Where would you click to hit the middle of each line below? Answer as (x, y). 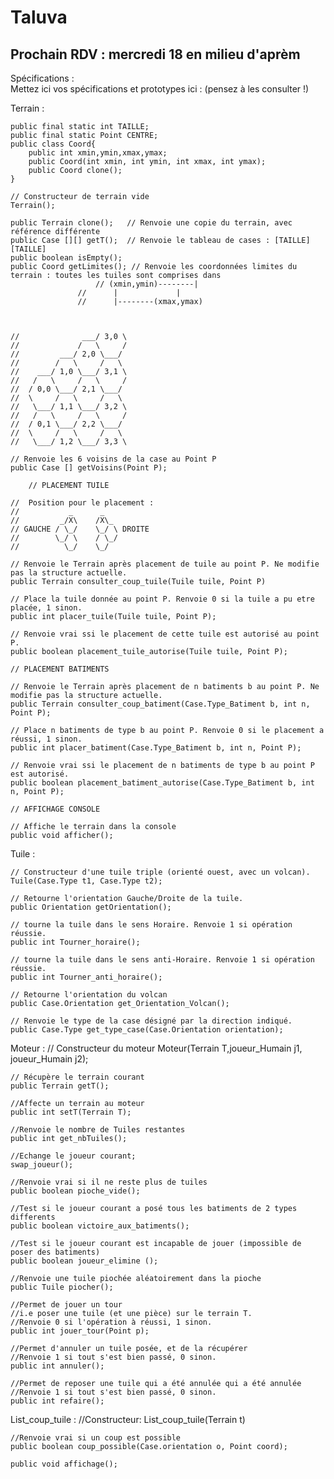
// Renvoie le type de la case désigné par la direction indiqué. (151, 1021)
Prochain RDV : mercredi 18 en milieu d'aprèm (155, 54)
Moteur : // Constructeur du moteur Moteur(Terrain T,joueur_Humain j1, (156, 1048)
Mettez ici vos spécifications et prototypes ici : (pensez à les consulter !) (160, 89)
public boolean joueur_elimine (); (84, 1261)
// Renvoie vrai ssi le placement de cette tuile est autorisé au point (165, 634)
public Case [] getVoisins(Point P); (89, 468)
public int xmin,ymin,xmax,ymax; (98, 153)
